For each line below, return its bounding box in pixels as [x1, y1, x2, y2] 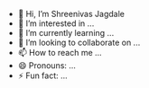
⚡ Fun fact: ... [17, 70, 68, 81]
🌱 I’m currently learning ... [17, 28, 115, 38]
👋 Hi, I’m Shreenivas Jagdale [17, 9, 125, 19]
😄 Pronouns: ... [17, 60, 77, 71]
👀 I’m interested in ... [17, 18, 95, 29]
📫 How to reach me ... [17, 48, 102, 57]
